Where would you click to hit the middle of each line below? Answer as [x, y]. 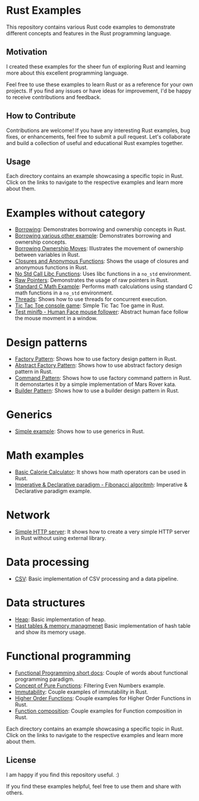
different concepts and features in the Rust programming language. [89, 33]
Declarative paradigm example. [53, 491]
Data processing [48, 562]
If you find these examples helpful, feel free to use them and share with [94, 786]
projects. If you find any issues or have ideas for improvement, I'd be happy [99, 91]
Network [28, 515]
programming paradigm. [44, 679]
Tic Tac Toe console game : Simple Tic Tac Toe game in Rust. [90, 306]
